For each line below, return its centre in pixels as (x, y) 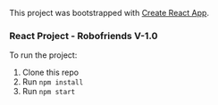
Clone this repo (50, 73)
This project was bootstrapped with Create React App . (109, 13)
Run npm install (53, 82)
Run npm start (49, 92)
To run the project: (43, 55)
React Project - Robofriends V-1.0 (84, 36)
